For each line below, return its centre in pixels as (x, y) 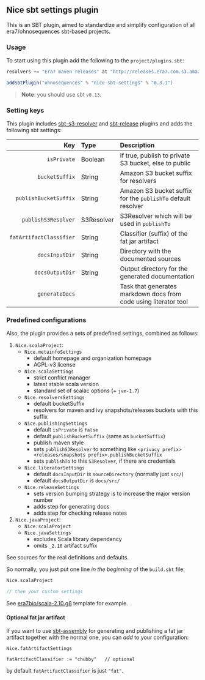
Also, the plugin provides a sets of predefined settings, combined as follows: (103, 334)
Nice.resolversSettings (55, 398)
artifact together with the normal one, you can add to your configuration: (98, 637)
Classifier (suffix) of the (154, 234)
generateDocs (56, 294)
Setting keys (25, 110)
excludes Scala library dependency (77, 539)
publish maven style (59, 443)
